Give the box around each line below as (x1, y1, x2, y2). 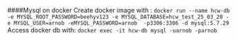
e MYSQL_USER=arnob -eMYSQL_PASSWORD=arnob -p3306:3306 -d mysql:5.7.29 (7, 20, 230, 27)
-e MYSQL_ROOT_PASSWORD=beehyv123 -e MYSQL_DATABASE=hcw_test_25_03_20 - (7, 13, 230, 20)
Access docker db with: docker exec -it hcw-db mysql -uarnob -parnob (7, 26, 217, 34)
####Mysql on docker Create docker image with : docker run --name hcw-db (7, 6, 230, 14)
